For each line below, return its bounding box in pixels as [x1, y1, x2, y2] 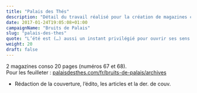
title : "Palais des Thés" [6, 8, 69, 15]
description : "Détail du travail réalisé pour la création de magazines [6, 14, 188, 20]
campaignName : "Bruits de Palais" [6, 25, 91, 31]
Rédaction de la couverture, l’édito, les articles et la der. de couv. [14, 80, 171, 87]
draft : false [6, 47, 38, 53]
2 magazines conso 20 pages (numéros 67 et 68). [6, 63, 127, 70]
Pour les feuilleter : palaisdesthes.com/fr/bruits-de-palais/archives [6, 68, 167, 76]
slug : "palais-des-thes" [6, 30, 67, 36]
